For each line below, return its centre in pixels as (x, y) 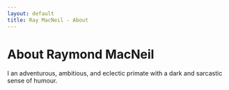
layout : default (31, 13)
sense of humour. (32, 81)
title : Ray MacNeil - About (48, 20)
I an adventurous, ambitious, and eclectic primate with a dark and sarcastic (115, 73)
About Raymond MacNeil (81, 54)
